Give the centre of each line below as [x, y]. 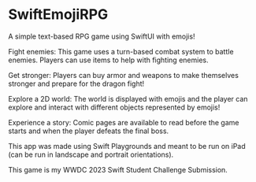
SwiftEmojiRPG [58, 15]
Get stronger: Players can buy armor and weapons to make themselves [123, 75]
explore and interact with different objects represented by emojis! [114, 107]
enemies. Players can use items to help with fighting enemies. [108, 60]
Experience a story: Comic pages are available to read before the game [124, 122]
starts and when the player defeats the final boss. [89, 131]
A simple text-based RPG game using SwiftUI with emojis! [102, 36]
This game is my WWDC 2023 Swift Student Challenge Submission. [118, 169]
